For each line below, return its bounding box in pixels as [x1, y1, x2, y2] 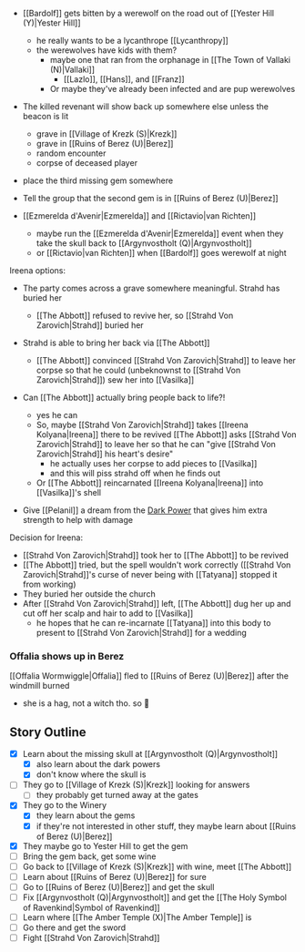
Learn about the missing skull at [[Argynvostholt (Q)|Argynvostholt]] [22, 749, 279, 760]
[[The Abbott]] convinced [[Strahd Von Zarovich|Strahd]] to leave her [36, 355, 296, 365]
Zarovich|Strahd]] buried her [36, 320, 144, 331]
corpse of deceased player [36, 158, 138, 168]
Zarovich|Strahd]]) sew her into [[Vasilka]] [36, 374, 195, 385]
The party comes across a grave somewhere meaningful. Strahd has [22, 282, 280, 293]
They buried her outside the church [22, 589, 157, 599]
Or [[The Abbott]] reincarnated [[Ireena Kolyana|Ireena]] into [36, 477, 264, 488]
